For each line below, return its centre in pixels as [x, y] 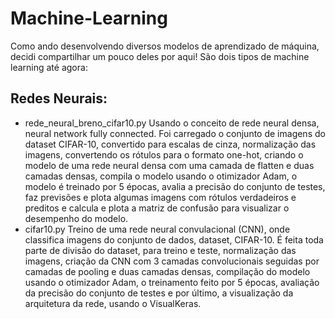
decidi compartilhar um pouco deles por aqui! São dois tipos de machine [160, 56]
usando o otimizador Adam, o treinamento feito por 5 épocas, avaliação [172, 282]
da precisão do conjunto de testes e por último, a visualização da [159, 293]
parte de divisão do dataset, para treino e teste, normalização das [160, 250]
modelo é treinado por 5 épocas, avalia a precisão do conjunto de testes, [175, 186]
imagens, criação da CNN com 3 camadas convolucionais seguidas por [172, 261]
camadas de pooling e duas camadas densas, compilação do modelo [167, 271]
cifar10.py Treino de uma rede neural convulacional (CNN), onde [157, 229]
